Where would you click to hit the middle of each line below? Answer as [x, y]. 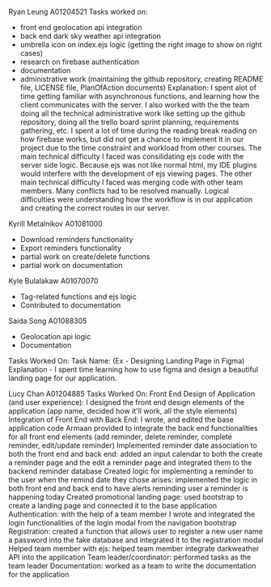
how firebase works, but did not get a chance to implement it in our [132, 139]
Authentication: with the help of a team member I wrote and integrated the [132, 514]
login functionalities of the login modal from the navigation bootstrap [123, 523]
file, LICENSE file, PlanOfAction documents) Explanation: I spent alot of [138, 87]
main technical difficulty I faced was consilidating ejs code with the [132, 156]
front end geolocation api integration [81, 27]
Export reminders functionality [71, 248]
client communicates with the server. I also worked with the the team [135, 105]
